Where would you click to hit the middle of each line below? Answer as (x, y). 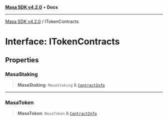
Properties (22, 60)
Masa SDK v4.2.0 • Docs (32, 7)
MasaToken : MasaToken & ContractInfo (57, 114)
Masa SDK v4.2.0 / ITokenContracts (42, 21)
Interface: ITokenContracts (62, 42)
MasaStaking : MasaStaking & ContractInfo (61, 85)
